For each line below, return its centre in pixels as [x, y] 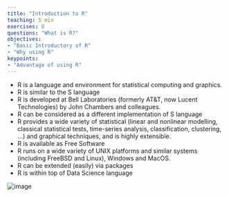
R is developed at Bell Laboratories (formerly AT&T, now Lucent [107, 99]
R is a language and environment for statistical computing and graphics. [120, 84]
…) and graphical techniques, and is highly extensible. [94, 136]
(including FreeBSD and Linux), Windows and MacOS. [94, 158]
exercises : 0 [26, 26]
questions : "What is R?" [43, 33]
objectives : [24, 39]
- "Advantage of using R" [44, 65]
